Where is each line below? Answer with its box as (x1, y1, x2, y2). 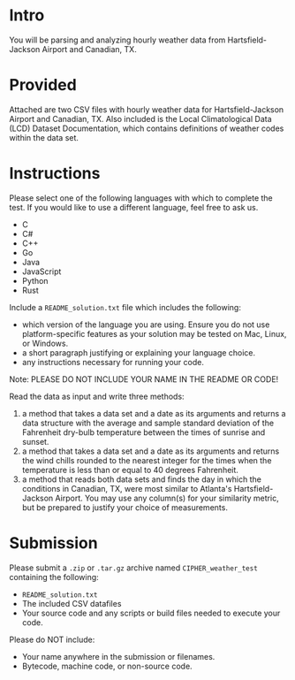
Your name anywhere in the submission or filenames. (21, 651, 216, 661)
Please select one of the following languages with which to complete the (9, 192, 273, 203)
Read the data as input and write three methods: (9, 391, 185, 401)
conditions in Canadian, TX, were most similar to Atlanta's (21, 483, 232, 493)
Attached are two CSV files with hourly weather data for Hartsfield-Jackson (9, 103, 284, 115)
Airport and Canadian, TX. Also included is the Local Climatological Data (9, 113, 272, 124)
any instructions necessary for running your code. (21, 356, 205, 367)
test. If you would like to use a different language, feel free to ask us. (9, 202, 259, 212)
